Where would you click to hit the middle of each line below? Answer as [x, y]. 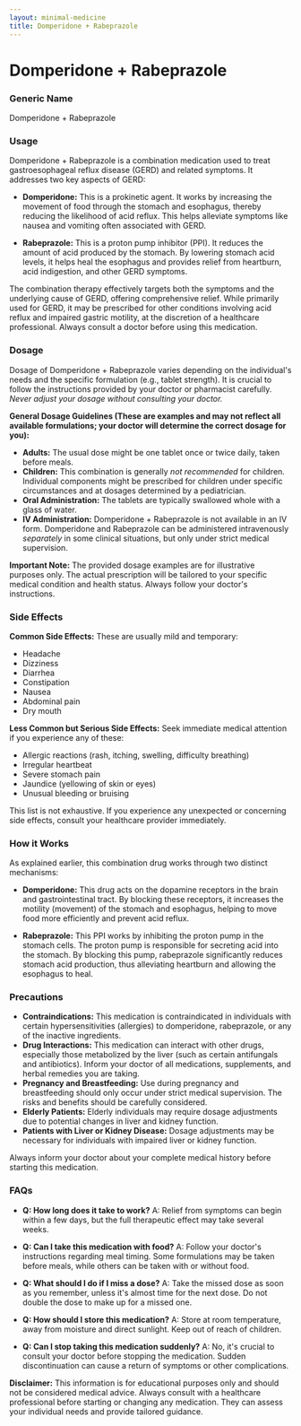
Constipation [46, 682]
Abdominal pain [51, 701]
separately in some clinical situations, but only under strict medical [146, 538]
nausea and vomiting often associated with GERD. [114, 226]
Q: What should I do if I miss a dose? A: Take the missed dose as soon [153, 1283]
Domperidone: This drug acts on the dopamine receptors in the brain [150, 890]
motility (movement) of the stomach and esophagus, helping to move [150, 909]
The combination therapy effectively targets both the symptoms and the [142, 289]
